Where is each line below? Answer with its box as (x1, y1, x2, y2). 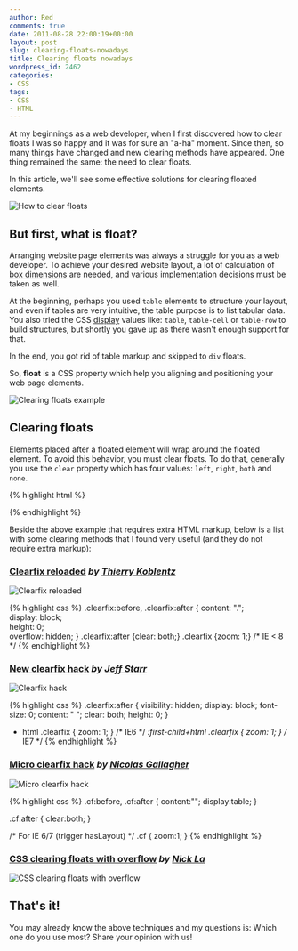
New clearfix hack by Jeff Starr (9, 663, 148, 675)
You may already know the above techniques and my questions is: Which (9, 922, 278, 932)
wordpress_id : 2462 (9, 63, 82, 72)
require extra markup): (9, 543, 92, 553)
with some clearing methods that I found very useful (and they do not (9, 533, 263, 544)
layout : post (9, 37, 58, 47)
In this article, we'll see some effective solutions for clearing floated (9, 174, 257, 185)
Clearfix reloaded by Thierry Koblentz (9, 565, 176, 577)
